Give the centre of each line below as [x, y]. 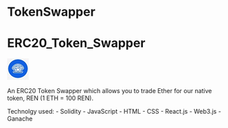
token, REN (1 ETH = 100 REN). [50, 98]
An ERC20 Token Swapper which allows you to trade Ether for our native [110, 91]
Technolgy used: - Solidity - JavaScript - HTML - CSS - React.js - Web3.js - [114, 112]
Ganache [20, 119]
